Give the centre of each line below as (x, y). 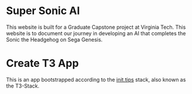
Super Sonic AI (43, 11)
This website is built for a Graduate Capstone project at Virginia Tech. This (96, 27)
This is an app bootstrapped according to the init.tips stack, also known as (96, 79)
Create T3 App (43, 63)
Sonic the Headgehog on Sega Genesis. (54, 39)
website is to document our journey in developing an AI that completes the (96, 33)
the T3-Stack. (23, 86)
